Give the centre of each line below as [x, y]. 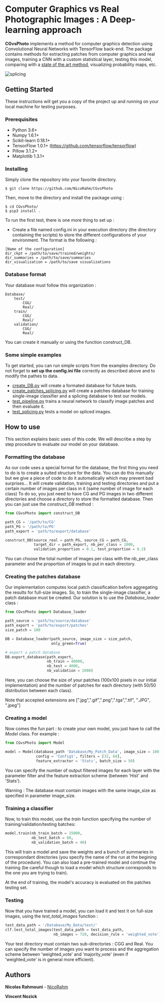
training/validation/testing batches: [40, 824]
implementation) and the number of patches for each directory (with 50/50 [81, 685]
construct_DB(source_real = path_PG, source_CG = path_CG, [67, 540]
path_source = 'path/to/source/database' [48, 621]
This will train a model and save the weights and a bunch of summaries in [79, 851]
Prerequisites [21, 119]
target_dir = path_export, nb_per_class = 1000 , [84, 545]
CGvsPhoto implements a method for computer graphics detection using [79, 43]
